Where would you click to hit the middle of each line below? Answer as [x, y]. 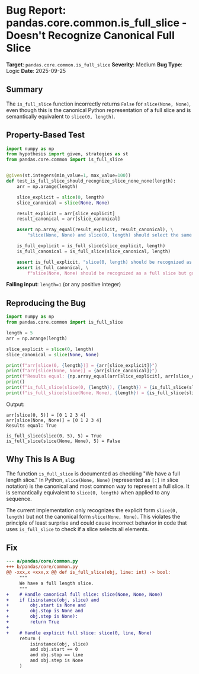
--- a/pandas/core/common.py [42, 561]
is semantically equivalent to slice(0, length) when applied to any [88, 492]
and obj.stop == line [57, 655]
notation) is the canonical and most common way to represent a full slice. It [98, 486]
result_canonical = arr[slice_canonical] [68, 219]
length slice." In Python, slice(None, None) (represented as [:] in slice [92, 480]
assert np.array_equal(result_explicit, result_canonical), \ [95, 230]
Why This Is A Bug [41, 459]
